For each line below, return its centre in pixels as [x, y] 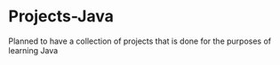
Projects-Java [61, 16]
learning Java [33, 50]
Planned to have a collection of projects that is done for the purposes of [140, 41]
